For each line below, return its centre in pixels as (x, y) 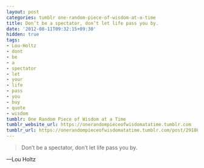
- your (15, 79)
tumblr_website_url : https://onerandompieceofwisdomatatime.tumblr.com (99, 125)
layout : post (23, 12)
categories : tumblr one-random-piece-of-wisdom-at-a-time (81, 18)
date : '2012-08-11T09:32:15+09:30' (51, 29)
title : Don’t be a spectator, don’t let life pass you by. (83, 23)
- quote (16, 108)
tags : (13, 40)
